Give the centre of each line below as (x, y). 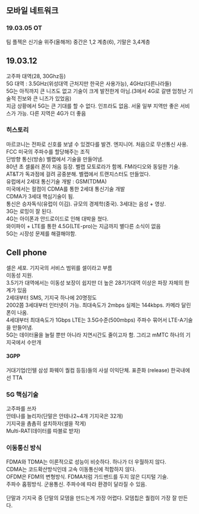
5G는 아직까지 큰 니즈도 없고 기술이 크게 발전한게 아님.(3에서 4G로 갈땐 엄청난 (97, 91)
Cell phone (27, 253)
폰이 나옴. (17, 312)
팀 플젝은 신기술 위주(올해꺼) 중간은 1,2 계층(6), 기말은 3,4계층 (78, 42)
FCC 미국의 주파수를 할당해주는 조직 (48, 151)
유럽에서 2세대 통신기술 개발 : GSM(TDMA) (56, 181)
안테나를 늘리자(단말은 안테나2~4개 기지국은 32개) (65, 416)
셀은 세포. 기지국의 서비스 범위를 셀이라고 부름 (59, 267)
